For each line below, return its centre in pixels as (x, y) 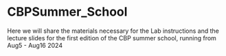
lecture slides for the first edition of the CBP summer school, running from (112, 38)
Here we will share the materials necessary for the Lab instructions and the (113, 31)
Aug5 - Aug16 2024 (35, 45)
